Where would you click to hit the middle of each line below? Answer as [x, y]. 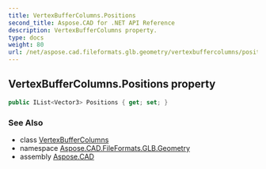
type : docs [26, 38]
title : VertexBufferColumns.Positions [72, 15]
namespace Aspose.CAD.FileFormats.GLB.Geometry [105, 148]
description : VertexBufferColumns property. [83, 30]
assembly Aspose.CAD [57, 156]
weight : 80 [26, 45]
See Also [26, 122]
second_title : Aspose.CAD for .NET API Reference [92, 23]
